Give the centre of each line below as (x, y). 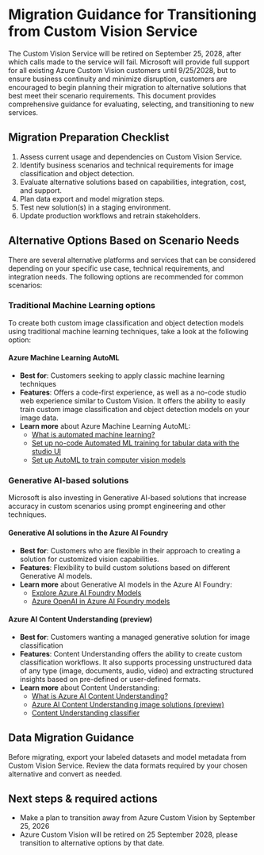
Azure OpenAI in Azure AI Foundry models (101, 601)
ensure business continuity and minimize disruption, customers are (118, 79)
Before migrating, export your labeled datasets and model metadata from (128, 757)
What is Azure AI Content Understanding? (100, 695)
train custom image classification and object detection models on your (134, 410)
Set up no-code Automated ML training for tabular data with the (136, 443)
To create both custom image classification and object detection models (126, 322)
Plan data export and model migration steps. (92, 198)
